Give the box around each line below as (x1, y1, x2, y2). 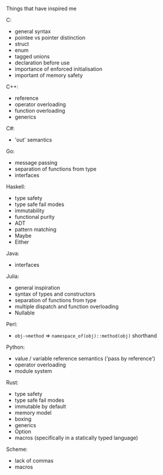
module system (14, 368, 52, 374)
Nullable (14, 309, 35, 316)
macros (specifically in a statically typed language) (14, 434, 138, 441)
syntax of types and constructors (14, 290, 96, 297)
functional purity (14, 214, 55, 220)
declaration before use (14, 59, 70, 66)
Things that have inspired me (6, 5, 76, 12)
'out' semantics (14, 136, 52, 143)
